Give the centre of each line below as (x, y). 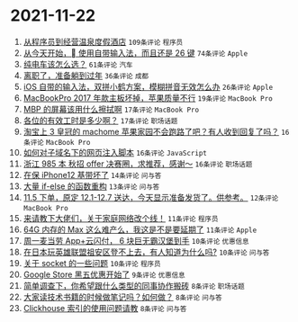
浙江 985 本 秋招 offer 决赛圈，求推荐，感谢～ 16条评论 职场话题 (138, 164)
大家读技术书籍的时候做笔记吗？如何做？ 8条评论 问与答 (123, 297)
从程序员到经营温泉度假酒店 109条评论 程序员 (103, 41)
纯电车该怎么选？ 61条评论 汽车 (78, 64)
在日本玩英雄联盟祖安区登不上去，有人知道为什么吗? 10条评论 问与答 (146, 252)
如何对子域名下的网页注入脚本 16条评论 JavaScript (115, 152)
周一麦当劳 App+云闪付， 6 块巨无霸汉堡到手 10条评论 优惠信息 (136, 240)
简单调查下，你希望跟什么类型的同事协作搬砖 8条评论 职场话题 (134, 285)
